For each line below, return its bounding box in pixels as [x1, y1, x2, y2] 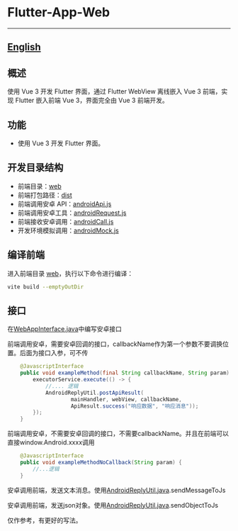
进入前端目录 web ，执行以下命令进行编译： [7, 269, 133, 277]
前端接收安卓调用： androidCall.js [17, 217, 114, 225]
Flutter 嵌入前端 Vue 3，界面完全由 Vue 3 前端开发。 [15, 96, 169, 105]
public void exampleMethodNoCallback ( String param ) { [20, 459, 182, 466]
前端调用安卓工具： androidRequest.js [17, 208, 127, 217]
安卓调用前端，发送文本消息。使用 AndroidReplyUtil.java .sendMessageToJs [7, 486, 226, 494]
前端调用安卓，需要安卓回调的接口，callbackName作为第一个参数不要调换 [7, 340, 223, 348]
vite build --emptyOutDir [7, 283, 84, 291]
